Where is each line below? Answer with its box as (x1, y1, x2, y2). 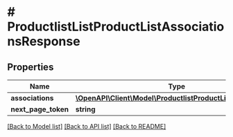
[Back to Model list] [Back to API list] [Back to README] (7, 122, 166, 130)
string (75, 104, 96, 114)
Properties (7, 61, 54, 73)
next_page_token (10, 104, 69, 114)
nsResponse (7, 34, 81, 49)
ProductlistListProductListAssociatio (7, 19, 225, 35)
